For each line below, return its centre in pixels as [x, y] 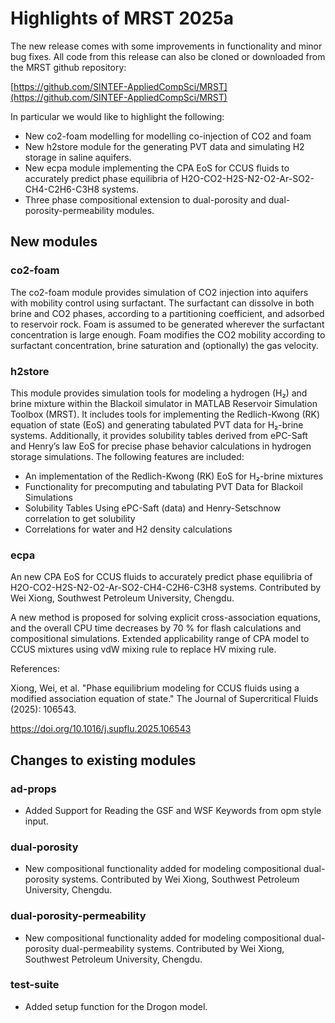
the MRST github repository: [68, 67]
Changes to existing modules [103, 760]
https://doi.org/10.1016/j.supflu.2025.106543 [101, 729]
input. [36, 821]
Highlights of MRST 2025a [122, 18]
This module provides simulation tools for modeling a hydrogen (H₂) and [159, 393]
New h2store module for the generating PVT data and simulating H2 [164, 146]
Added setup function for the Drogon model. [116, 1006]
